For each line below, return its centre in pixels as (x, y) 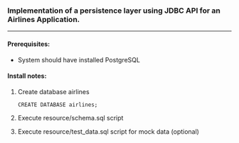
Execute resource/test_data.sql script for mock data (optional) (108, 131)
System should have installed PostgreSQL (79, 59)
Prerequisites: (29, 44)
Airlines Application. (44, 19)
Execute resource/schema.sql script (70, 118)
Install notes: (27, 76)
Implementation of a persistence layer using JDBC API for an (114, 11)
